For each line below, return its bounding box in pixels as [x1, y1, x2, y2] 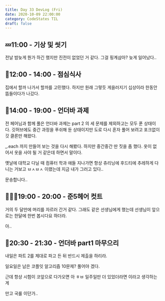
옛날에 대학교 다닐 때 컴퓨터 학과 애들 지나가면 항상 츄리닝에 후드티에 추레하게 [5, 160, 154, 166]
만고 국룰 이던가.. [5, 291, 38, 297]
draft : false [5, 21, 32, 26]
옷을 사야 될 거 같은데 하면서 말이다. [14, 149, 83, 155]
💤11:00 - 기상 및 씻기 [5, 40, 67, 49]
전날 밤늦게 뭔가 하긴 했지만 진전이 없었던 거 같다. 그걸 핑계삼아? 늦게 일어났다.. [5, 55, 157, 61]
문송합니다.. [5, 176, 28, 183]
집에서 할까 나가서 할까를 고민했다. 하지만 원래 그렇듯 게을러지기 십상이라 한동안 [5, 84, 158, 90]
